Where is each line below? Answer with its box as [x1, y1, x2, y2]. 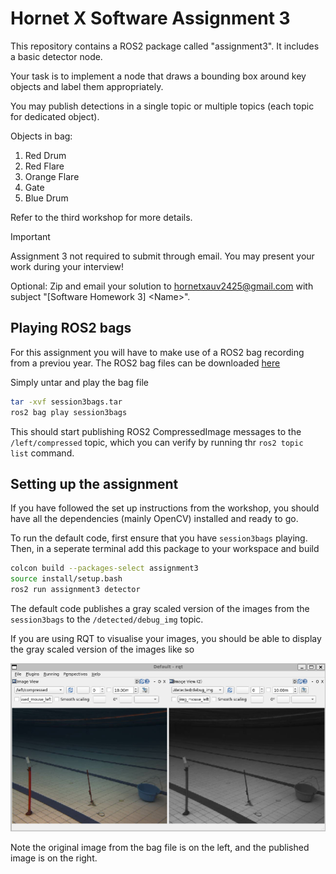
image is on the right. [10, 852, 98, 864]
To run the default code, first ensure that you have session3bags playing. [10, 532, 308, 544]
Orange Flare [24, 170, 80, 182]
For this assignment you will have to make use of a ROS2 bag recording [10, 346, 305, 358]
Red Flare [24, 160, 65, 172]
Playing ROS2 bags [10, 320, 132, 337]
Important [10, 230, 51, 242]
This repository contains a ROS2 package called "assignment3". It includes [10, 40, 320, 52]
